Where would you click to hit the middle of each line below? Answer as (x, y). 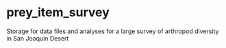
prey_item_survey (58, 13)
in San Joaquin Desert (38, 38)
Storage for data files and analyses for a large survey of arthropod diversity (113, 31)
